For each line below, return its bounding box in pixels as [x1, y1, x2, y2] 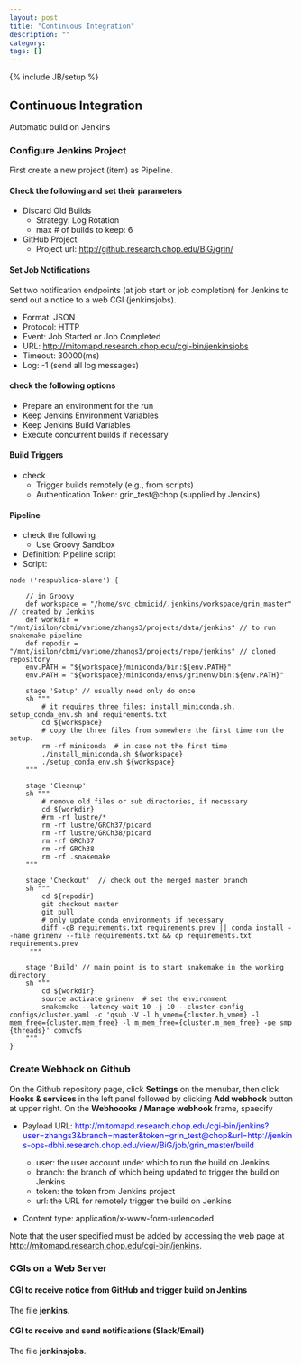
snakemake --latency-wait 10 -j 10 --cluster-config [41, 1003, 244, 1012]
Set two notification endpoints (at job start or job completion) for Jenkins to [9, 284, 289, 295]
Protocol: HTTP [22, 321, 80, 332]
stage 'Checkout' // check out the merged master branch [25, 877, 248, 886]
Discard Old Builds [22, 205, 92, 217]
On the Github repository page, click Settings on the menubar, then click [9, 1083, 279, 1094]
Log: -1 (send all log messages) [22, 359, 140, 370]
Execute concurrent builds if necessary [22, 429, 169, 440]
